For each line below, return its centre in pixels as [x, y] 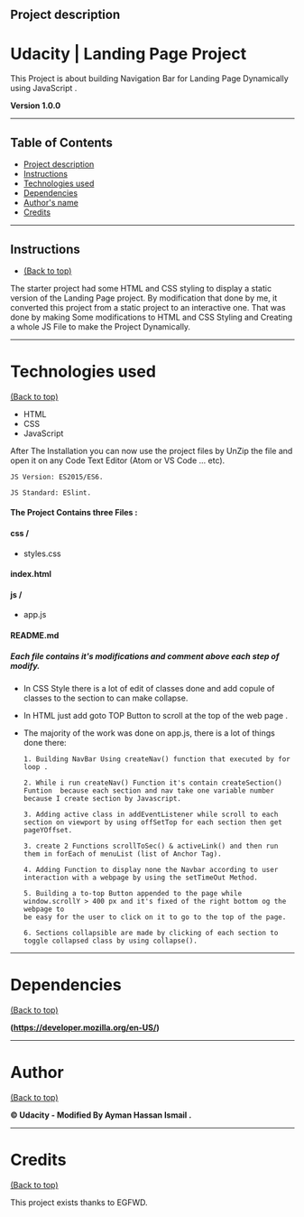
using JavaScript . [44, 88]
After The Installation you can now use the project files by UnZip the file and [152, 451]
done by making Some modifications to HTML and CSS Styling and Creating [152, 317]
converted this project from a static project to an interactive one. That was [148, 307]
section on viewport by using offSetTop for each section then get [152, 822]
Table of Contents [62, 142]
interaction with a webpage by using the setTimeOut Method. [141, 878]
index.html [31, 574]
